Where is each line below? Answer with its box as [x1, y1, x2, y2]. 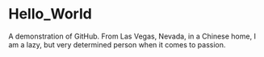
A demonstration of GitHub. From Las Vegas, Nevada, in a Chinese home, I [8, 31, 257, 41]
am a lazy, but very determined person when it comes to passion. [8, 39, 226, 49]
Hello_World [8, 5, 93, 23]
